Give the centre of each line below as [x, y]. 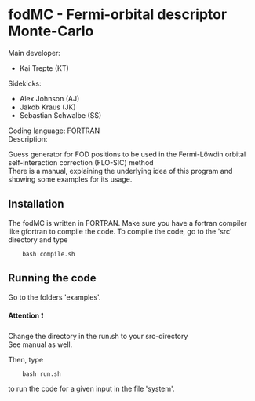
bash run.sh [42, 374]
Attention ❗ [26, 315]
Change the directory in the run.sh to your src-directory [98, 336]
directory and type [38, 239]
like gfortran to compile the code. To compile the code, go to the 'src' [120, 231]
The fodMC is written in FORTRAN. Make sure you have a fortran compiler [127, 223]
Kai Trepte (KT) [44, 68]
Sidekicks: [25, 83]
